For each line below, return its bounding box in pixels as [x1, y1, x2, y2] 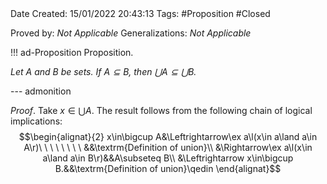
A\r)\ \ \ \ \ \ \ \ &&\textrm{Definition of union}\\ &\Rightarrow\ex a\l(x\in [23, 142, 313, 153]
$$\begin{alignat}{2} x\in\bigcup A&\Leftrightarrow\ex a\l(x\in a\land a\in [18, 131, 318, 142]
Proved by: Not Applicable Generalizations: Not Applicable [10, 27, 252, 39]
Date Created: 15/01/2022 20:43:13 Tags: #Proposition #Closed [10, 8, 271, 19]
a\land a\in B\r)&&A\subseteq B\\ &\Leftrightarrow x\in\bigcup [42, 152, 294, 164]
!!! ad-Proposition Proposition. [10, 47, 134, 58]
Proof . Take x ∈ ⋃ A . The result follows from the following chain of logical [10, 105, 313, 116]
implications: [10, 115, 63, 127]
